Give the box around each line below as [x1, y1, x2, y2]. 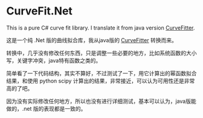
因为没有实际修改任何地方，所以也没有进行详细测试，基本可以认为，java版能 [6, 98, 196, 105]
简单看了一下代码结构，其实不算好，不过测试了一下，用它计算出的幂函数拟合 [6, 69, 197, 76]
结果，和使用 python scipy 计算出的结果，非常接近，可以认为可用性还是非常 [6, 77, 195, 84]
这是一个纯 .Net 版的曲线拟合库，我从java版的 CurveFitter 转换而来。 [6, 36, 177, 43]
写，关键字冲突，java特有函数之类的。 [6, 57, 101, 64]
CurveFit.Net [6, 4, 72, 18]
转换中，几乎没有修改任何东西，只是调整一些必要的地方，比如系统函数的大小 [6, 49, 197, 57]
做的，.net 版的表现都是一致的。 [6, 105, 86, 112]
